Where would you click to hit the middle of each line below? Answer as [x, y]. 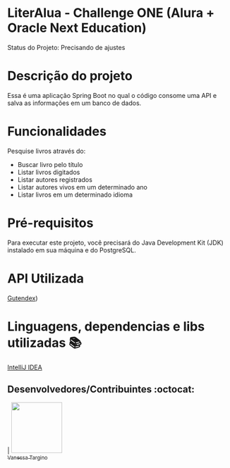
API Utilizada [46, 278]
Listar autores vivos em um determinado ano [83, 187]
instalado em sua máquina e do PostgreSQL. [72, 250]
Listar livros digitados [49, 172]
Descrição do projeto [70, 76]
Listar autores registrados [55, 179]
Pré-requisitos [50, 223]
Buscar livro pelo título [50, 164]
